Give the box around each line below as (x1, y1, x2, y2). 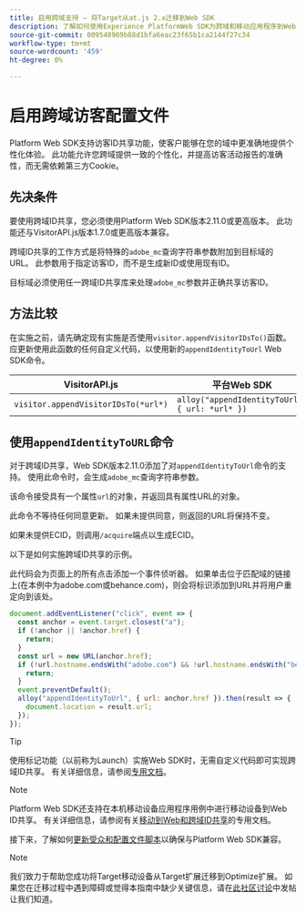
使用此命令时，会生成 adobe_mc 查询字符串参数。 (26, 472, 205, 482)
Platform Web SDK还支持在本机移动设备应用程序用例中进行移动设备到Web (9, 803, 288, 814)
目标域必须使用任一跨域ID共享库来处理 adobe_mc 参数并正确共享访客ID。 (9, 277, 274, 288)
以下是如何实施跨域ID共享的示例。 (9, 549, 138, 560)
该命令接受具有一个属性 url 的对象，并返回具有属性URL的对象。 (9, 491, 245, 502)
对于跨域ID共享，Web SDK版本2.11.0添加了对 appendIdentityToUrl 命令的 (9, 461, 279, 472)
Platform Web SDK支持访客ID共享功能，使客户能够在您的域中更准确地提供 (9, 137, 287, 148)
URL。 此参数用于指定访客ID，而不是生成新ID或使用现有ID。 (9, 257, 235, 269)
